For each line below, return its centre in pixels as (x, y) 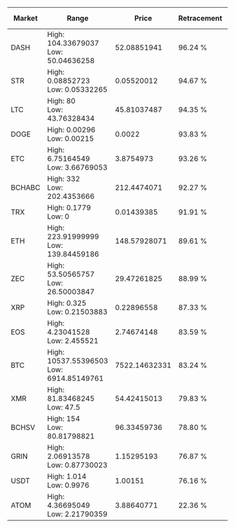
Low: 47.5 (64, 407)
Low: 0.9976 (68, 485)
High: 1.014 (67, 477)
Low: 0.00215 (71, 138)
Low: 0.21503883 (77, 312)
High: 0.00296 (71, 130)
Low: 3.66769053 (77, 167)
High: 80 (61, 101)
